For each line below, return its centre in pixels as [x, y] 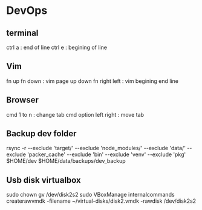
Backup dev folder [41, 134]
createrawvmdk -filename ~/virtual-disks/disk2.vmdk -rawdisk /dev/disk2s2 [101, 201]
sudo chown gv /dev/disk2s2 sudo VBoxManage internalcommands [90, 195]
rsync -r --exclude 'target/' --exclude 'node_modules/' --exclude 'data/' [96, 148]
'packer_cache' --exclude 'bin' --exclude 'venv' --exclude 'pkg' [106, 154]
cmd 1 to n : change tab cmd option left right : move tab [75, 114]
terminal [22, 33]
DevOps [27, 11]
